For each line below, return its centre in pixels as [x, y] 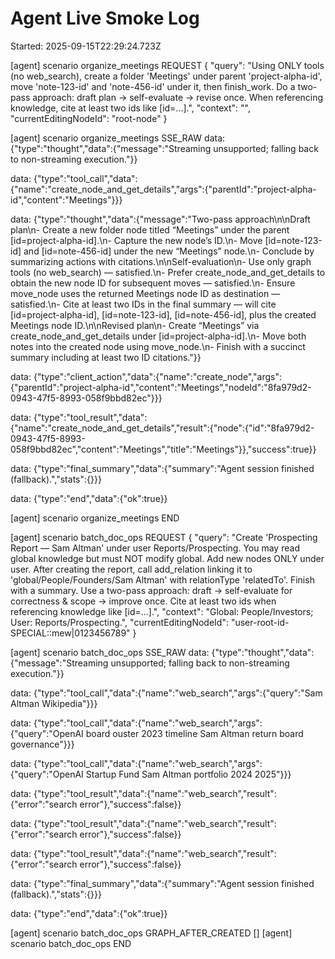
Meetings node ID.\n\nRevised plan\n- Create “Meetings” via [135, 325]
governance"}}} [42, 744]
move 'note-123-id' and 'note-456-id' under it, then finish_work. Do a [153, 86]
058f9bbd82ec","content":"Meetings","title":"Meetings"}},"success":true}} [163, 449]
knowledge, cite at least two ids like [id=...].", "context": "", [130, 108]
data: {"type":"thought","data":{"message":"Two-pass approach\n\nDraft [160, 219]
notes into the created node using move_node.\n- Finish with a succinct [158, 346]
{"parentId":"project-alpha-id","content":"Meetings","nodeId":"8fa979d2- [161, 387]
